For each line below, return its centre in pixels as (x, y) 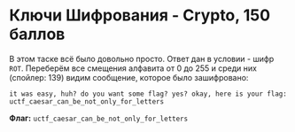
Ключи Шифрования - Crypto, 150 (140, 16)
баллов (37, 34)
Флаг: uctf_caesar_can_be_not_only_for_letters (99, 118)
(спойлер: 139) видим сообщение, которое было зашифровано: (129, 77)
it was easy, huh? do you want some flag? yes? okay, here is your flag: (148, 94)
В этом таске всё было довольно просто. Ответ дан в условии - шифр (142, 58)
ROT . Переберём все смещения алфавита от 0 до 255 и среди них (133, 68)
